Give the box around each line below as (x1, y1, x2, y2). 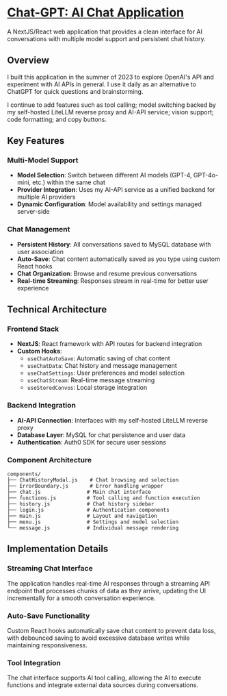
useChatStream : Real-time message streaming (27, 376, 155, 384)
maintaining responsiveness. (7, 641, 88, 649)
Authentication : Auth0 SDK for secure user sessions (16, 438, 166, 446)
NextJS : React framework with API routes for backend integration (16, 340, 202, 348)
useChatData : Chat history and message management (27, 362, 178, 370)
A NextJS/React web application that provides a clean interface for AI (7, 27, 203, 36)
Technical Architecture (7, 303, 107, 316)
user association (16, 247, 64, 256)
